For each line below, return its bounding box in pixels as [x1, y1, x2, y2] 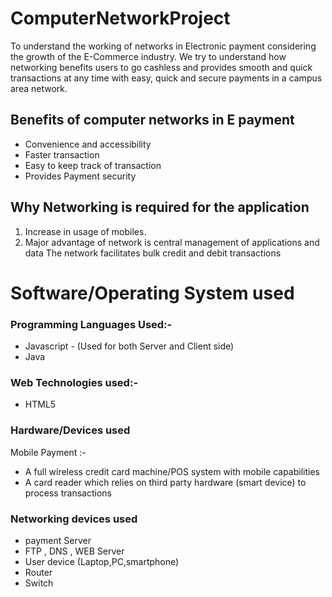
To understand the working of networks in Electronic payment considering [10, 40, 317, 52]
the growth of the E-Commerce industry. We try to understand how [10, 50, 287, 62]
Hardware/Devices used [10, 423, 131, 437]
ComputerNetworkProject [10, 7, 231, 30]
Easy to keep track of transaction [24, 159, 162, 171]
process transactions [24, 487, 112, 499]
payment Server [24, 534, 92, 546]
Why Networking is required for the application [10, 199, 310, 216]
